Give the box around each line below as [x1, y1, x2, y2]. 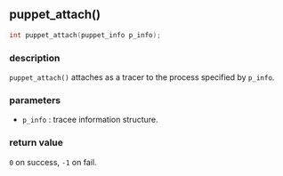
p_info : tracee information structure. [21, 115, 158, 125]
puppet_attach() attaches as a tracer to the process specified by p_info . [9, 71, 275, 83]
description [9, 52, 61, 64]
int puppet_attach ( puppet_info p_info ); [9, 30, 162, 39]
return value [9, 137, 64, 149]
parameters [9, 93, 61, 106]
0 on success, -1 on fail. [9, 156, 97, 167]
